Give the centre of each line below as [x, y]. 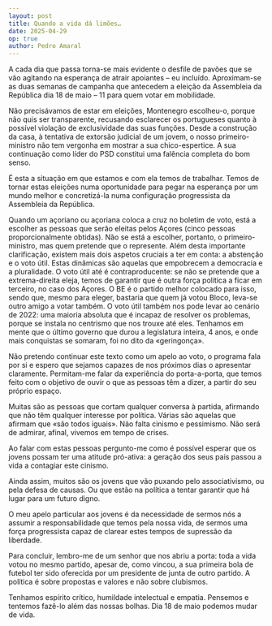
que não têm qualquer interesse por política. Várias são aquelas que [122, 416]
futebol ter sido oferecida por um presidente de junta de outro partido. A [129, 573]
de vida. [22, 615]
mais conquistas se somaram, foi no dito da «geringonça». [106, 341]
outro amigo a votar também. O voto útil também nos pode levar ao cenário [134, 306]
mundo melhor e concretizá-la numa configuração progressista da [119, 196]
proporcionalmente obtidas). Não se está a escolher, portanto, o [116, 237]
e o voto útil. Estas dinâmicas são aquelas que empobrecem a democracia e [136, 263]
